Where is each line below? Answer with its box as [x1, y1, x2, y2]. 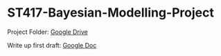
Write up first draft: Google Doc [7, 41, 97, 49]
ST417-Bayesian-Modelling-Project [7, 5, 215, 21]
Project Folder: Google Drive [7, 28, 88, 36]
